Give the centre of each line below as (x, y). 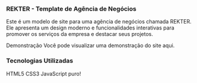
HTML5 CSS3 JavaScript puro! (44, 74)
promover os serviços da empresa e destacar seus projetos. (80, 34)
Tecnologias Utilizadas (40, 61)
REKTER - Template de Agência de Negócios (71, 9)
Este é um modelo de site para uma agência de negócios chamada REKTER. (99, 22)
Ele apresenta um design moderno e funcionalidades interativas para (90, 28)
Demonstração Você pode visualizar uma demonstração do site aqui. (90, 45)
